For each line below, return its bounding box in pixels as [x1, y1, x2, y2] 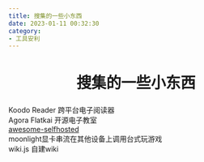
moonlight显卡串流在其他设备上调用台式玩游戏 [8, 134, 163, 143]
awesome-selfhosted [8, 124, 79, 134]
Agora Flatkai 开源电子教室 [8, 115, 97, 125]
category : [8, 27, 42, 35]
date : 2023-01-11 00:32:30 [8, 19, 100, 28]
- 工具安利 [8, 34, 40, 43]
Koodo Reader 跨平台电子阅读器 [8, 104, 115, 114]
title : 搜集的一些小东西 [8, 11, 83, 20]
